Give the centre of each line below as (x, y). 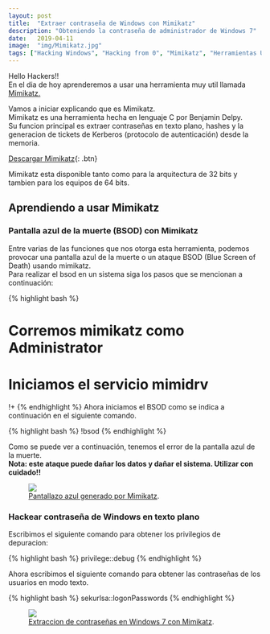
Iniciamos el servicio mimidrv (108, 385)
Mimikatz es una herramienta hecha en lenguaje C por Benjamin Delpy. (126, 117)
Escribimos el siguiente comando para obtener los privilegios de (115, 534)
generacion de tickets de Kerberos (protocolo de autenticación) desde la (129, 134)
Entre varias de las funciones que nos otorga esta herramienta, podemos (129, 248)
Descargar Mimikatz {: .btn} (53, 158)
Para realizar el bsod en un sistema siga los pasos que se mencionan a (125, 274)
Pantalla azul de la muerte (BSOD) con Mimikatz (103, 231)
